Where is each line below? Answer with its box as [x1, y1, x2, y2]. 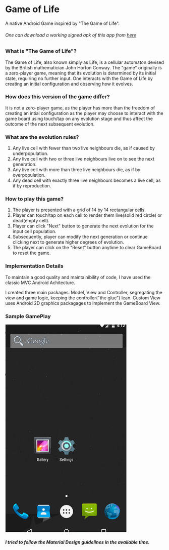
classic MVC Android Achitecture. [5, 280, 76, 286]
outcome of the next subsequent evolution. [5, 121, 95, 127]
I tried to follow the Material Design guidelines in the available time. [5, 539, 150, 545]
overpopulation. [12, 172, 45, 178]
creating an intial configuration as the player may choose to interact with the [5, 110, 164, 116]
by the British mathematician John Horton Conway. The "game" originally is [5, 64, 162, 70]
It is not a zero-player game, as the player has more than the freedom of [5, 105, 155, 111]
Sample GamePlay [5, 312, 51, 320]
